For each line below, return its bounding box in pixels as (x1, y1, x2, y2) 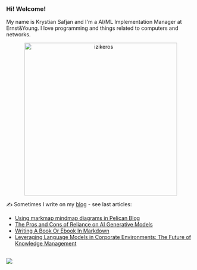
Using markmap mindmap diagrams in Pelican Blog (14, 215, 140, 222)
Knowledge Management (14, 240, 77, 247)
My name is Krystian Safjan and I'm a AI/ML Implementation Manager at (6, 18, 182, 26)
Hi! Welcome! (6, 5, 46, 13)
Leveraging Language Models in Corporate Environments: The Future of (14, 234, 192, 241)
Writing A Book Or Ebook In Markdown (14, 227, 110, 234)
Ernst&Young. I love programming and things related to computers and (6, 24, 179, 32)
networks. (6, 31, 31, 38)
